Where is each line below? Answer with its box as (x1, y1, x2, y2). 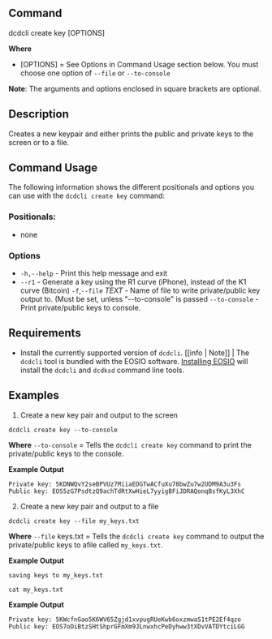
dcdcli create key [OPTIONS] (8, 28, 106, 37)
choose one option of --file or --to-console (19, 68, 171, 78)
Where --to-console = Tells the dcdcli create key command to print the (8, 440, 252, 449)
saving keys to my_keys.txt (8, 571, 104, 579)
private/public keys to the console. (8, 448, 124, 458)
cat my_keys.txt (8, 585, 63, 594)
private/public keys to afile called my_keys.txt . (8, 539, 164, 550)
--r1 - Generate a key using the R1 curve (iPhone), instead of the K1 (19, 277, 247, 287)
